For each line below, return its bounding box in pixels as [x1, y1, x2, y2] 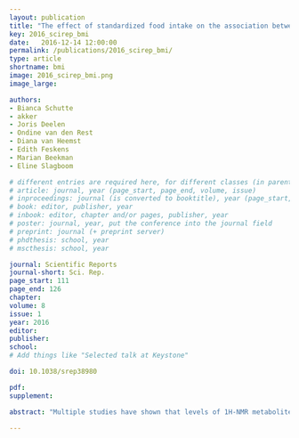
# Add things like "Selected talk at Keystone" [9, 351, 190, 361]
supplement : [9, 391, 53, 401]
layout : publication [9, 12, 86, 22]
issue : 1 [9, 309, 42, 319]
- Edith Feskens [9, 145, 69, 154]
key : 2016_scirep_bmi [9, 29, 90, 38]
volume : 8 [9, 301, 46, 310]
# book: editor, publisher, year [9, 202, 133, 212]
